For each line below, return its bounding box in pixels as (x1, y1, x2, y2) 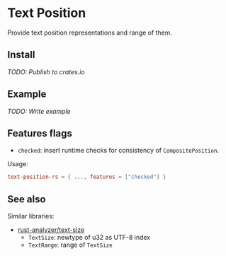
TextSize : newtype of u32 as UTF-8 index (28, 233, 151, 242)
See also (7, 193, 46, 205)
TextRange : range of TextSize (28, 240, 113, 249)
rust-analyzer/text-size (17, 226, 85, 234)
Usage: (7, 160, 28, 168)
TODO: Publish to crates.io (7, 67, 85, 76)
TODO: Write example (7, 107, 71, 115)
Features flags (7, 127, 72, 139)
